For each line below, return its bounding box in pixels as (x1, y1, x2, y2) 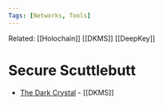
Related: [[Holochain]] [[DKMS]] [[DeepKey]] (8, 33, 156, 43)
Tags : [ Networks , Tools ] (8, 11, 91, 20)
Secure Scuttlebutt (8, 61, 137, 80)
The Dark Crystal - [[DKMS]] (19, 87, 114, 97)
